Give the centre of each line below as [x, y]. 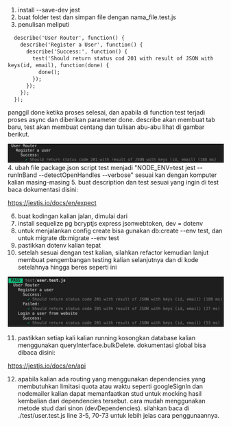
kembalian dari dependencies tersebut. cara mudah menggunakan [111, 401]
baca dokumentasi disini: [43, 189]
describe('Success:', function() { [77, 51]
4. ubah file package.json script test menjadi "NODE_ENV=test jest [102, 167]
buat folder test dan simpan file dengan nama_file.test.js [97, 17]
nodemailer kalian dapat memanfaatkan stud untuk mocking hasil [109, 393]
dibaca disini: [36, 352]
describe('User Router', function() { [70, 38]
